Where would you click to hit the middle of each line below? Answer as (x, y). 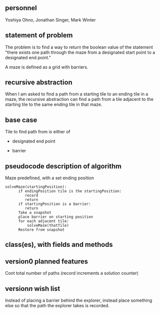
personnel (21, 8)
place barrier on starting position (55, 217)
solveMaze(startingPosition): (36, 187)
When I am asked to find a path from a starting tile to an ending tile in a (77, 94)
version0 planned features (47, 261)
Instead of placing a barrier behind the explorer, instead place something (79, 300)
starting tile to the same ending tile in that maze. (54, 104)
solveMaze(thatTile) (48, 226)
